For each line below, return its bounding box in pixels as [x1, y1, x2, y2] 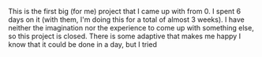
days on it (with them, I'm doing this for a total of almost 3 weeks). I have [8, 15, 245, 24]
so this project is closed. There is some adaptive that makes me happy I [8, 31, 241, 41]
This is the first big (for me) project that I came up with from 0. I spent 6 [8, 7, 241, 16]
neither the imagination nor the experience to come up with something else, [8, 23, 254, 32]
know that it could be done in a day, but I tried [8, 40, 158, 49]
